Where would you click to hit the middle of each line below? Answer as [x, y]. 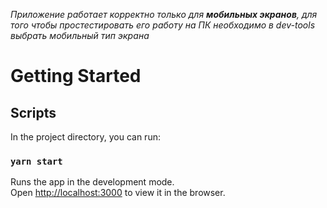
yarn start [36, 161]
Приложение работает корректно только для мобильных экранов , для [164, 14]
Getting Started [76, 76]
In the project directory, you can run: [85, 137]
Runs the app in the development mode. [92, 182]
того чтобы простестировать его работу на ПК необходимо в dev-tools [163, 25]
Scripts [33, 112]
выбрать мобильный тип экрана [80, 35]
